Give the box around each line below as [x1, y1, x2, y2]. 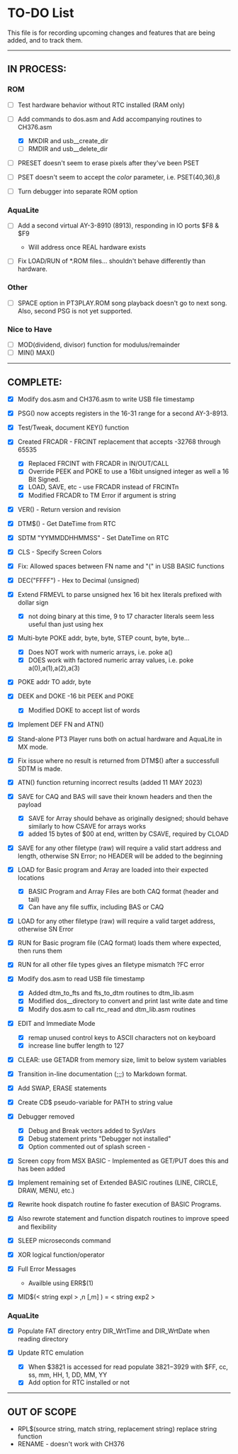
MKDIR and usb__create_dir [28, 136, 108, 145]
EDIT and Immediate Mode [17, 1019, 96, 1027]
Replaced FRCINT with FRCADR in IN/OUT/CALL [28, 459, 169, 468]
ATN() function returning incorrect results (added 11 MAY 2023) [17, 778, 203, 786]
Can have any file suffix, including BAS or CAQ [28, 902, 164, 912]
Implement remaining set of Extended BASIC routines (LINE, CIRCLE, [17, 1178, 218, 1187]
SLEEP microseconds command [17, 1236, 111, 1245]
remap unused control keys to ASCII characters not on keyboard [28, 1033, 216, 1041]
